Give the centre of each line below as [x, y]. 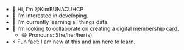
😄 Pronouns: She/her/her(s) [57, 35]
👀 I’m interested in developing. [50, 16]
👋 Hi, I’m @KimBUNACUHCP [48, 9]
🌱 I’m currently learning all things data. [60, 22]
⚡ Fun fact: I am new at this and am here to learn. [74, 42]
